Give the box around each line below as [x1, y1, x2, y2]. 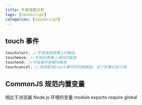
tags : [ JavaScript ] [5, 12, 47, 17]
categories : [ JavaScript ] [5, 17, 60, 22]
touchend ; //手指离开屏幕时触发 [5, 60, 67, 65]
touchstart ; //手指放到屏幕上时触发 [5, 50, 75, 56]
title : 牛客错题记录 [5, 7, 44, 13]
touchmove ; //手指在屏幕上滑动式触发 [5, 55, 77, 61]
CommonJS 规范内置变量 [5, 80, 85, 88]
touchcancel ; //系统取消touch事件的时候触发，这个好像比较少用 [5, 64, 127, 70]
